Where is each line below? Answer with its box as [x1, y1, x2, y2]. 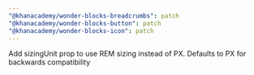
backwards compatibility [8, 57, 91, 67]
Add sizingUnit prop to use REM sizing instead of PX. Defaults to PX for [8, 49, 247, 59]
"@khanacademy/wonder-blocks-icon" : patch [8, 27, 154, 35]
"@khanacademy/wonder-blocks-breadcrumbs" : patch [8, 11, 180, 20]
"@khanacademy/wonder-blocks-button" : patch [8, 19, 161, 27]
